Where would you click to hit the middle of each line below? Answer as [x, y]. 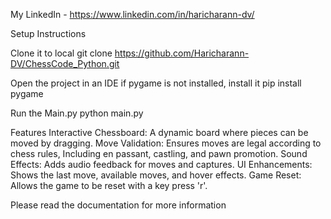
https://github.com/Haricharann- [182, 53]
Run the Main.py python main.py [77, 113]
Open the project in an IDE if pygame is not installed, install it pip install [156, 83]
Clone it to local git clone [61, 53]
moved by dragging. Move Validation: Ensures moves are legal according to [166, 143]
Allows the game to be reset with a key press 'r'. [109, 185]
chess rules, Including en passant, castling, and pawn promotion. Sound [159, 153]
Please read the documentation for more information [118, 205]
